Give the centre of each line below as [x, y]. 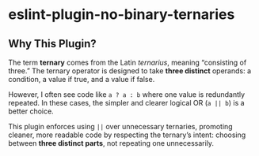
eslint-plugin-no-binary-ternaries [122, 15]
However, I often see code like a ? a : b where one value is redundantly [127, 95]
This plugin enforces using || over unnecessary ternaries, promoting [120, 126]
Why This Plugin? [52, 44]
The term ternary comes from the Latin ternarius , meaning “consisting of [128, 62]
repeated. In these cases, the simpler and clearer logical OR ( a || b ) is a [126, 103]
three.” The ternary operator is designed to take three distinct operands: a [130, 71]
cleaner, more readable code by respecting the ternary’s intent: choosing [127, 135]
